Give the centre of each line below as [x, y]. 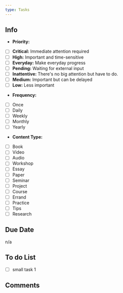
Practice [21, 203]
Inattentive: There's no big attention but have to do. [65, 74]
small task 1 [24, 269]
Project [20, 186]
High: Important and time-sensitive [48, 57]
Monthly [21, 122]
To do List [20, 257]
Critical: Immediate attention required [51, 51]
